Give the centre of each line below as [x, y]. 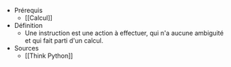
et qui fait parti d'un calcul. [64, 41]
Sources [26, 48]
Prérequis [28, 10]
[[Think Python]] [49, 56]
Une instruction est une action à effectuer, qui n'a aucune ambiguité [124, 33]
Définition [28, 25]
